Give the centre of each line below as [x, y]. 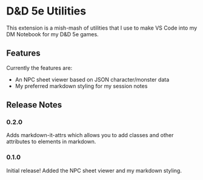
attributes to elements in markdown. [51, 142]
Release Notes [34, 105]
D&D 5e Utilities [46, 11]
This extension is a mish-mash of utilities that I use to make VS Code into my [102, 28]
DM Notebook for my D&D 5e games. [52, 34]
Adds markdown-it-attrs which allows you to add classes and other [90, 135]
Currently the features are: [39, 68]
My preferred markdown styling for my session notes [81, 86]
